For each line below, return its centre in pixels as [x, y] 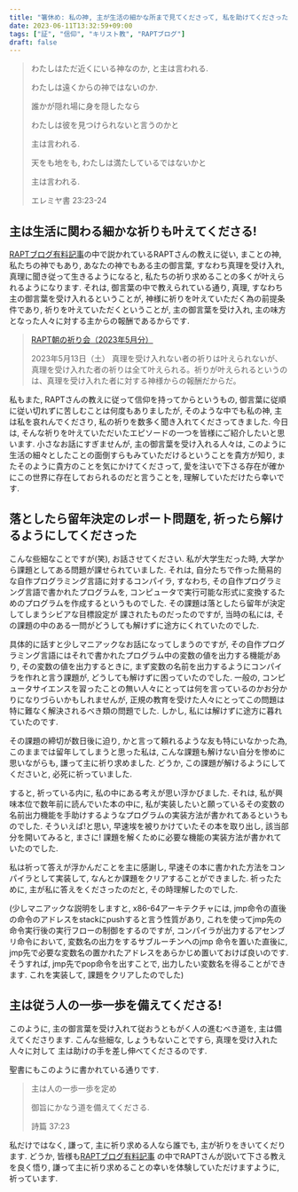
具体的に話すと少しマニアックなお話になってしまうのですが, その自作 [136, 643]
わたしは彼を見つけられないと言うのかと [105, 125]
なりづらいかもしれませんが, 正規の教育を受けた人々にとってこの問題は [155, 699]
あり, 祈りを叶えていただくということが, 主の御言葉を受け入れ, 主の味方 [155, 310]
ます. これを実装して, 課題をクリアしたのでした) [97, 975]
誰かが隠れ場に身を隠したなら [85, 107]
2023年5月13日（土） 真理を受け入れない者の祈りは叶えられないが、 [157, 359]
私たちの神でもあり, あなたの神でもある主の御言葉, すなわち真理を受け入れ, [147, 265]
